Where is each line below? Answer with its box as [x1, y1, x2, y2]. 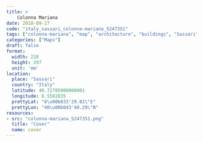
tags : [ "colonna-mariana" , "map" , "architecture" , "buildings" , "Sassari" [6, 31, 199, 37]
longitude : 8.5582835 [11, 93, 66, 99]
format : [6, 48, 26, 54]
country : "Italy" [11, 82, 56, 88]
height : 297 [11, 59, 42, 65]
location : [6, 71, 31, 77]
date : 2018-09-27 [6, 20, 50, 26]
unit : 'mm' [11, 65, 39, 71]
